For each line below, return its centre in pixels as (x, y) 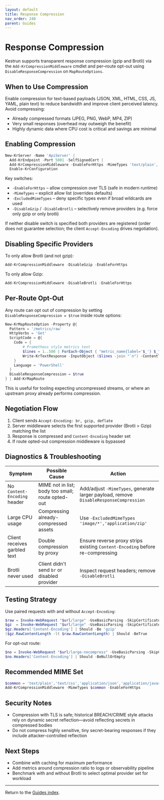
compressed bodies (32, 725)
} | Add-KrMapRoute (25, 379)
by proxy (48, 552)
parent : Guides (20, 23)
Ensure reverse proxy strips (111, 540)
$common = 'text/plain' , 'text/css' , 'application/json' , (63, 683)
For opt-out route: (23, 643)
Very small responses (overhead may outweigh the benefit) (72, 124)
